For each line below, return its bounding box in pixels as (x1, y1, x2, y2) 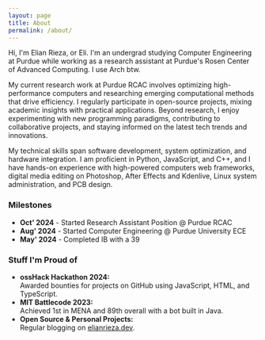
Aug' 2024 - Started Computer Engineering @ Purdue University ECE (19, 226, 247, 235)
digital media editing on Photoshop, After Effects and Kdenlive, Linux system (8, 171, 257, 181)
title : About (8, 19, 51, 27)
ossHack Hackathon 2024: (19, 272, 110, 281)
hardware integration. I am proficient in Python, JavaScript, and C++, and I (8, 155, 251, 164)
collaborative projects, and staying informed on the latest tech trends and (8, 122, 248, 132)
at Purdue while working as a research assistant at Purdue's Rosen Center (8, 56, 250, 66)
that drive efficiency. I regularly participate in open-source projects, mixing (8, 97, 252, 107)
